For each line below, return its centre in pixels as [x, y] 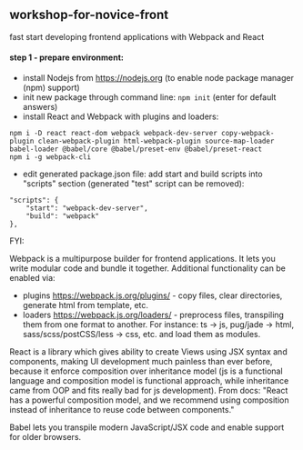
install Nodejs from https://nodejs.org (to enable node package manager [158, 78]
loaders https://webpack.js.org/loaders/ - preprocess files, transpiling [153, 315]
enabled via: [33, 278]
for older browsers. [45, 437]
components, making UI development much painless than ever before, [141, 362]
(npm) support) [51, 88]
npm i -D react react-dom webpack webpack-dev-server [114, 134]
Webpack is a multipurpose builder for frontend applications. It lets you [142, 259]
